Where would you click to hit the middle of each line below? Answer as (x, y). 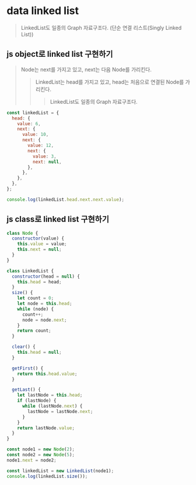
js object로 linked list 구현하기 (60, 54)
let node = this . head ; (45, 304)
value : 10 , (35, 135)
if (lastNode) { (37, 401)
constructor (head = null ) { (46, 276)
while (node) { (36, 309)
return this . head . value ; (47, 374)
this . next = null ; (39, 250)
